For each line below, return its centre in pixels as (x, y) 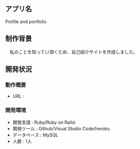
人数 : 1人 (22, 141)
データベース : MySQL (35, 135)
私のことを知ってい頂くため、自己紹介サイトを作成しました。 (74, 52)
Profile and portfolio (26, 21)
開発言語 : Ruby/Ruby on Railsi (44, 122)
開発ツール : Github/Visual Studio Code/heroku (61, 128)
